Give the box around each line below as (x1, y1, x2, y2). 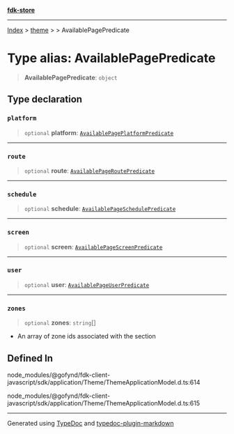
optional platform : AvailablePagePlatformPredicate (24, 128, 174, 137)
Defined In (7, 352, 54, 364)
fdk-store (7, 6, 36, 14)
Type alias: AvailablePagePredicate (7, 50, 216, 66)
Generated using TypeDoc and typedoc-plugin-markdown (7, 419, 174, 427)
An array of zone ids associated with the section (17, 332, 157, 341)
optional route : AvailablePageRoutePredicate (24, 166, 155, 175)
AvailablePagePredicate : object (24, 73, 118, 82)
